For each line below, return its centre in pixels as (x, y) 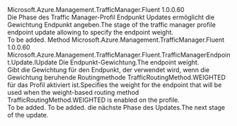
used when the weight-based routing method (73, 92)
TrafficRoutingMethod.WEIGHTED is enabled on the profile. (94, 100)
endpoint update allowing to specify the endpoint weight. (91, 32)
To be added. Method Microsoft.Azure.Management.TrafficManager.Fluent (116, 40)
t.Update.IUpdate (33, 62)
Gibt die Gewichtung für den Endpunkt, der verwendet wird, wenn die (109, 70)
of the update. (28, 115)
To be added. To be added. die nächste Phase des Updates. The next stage (116, 107)
